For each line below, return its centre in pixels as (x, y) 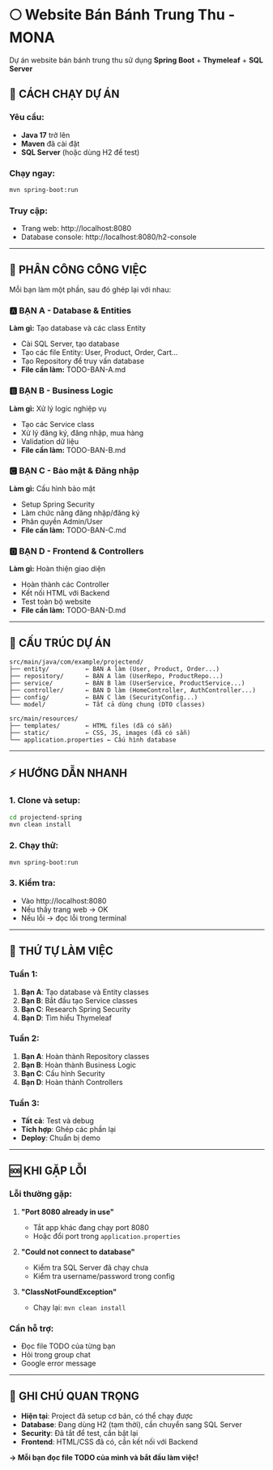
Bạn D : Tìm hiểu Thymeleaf (66, 1018)
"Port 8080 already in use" (67, 1211)
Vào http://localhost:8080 (64, 900)
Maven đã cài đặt (50, 143)
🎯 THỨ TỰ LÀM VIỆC (62, 951)
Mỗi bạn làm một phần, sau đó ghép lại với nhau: (90, 289)
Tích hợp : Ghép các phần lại (68, 1130)
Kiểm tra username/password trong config (104, 1276)
